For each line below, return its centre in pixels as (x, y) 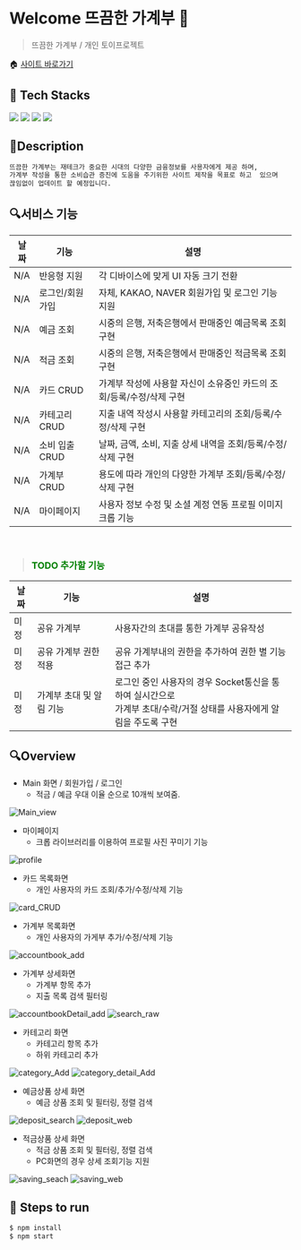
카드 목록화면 (45, 878)
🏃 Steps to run (49, 1207)
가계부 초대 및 (64, 695)
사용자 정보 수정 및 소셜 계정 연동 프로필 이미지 (191, 504)
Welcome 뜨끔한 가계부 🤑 (99, 18)
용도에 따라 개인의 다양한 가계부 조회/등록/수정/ (192, 474)
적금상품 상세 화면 (53, 1139)
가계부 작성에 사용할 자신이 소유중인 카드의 (183, 384)
